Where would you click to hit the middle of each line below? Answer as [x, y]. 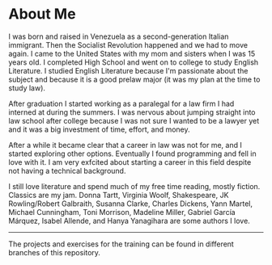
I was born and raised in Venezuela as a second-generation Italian [119, 36]
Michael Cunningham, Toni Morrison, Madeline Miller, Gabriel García [122, 212]
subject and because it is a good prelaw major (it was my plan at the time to [134, 79]
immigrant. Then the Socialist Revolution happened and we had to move [128, 44]
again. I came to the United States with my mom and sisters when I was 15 [132, 53]
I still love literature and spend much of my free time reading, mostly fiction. [134, 186]
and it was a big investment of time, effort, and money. [99, 129]
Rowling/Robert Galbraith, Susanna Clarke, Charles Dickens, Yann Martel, [131, 204]
